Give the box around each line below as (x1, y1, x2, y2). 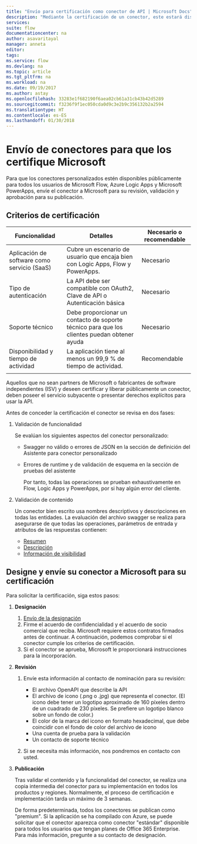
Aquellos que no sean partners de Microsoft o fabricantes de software (6, 379, 176, 386)
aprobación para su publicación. (6, 194, 84, 201)
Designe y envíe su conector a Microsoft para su (6, 567, 186, 577)
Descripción (23, 543, 53, 551)
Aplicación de (9, 249, 47, 257)
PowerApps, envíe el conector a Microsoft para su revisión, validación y (6, 187, 179, 194)
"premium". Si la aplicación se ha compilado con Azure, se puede (14, 812, 173, 819)
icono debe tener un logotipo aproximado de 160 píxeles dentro (32, 698, 186, 705)
